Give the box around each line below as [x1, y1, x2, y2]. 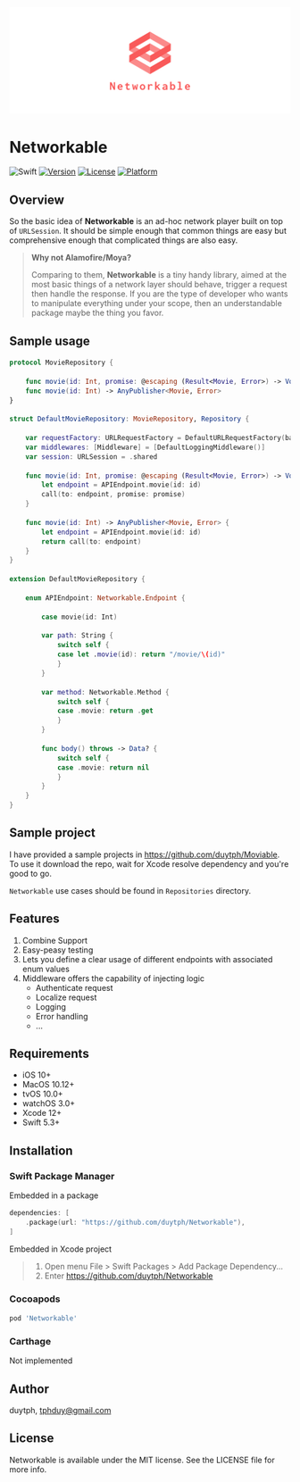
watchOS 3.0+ [21, 1098, 76, 1109]
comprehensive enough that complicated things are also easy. [9, 235, 238, 246]
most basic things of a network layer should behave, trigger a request [30, 279, 287, 290]
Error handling [35, 1011, 88, 1021]
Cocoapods [9, 1293, 61, 1305]
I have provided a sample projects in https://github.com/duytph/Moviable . [9, 849, 280, 860]
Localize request [35, 992, 97, 1003]
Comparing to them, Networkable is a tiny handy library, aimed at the [30, 270, 287, 280]
